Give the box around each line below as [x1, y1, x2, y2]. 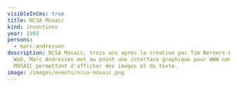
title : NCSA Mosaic [7, 17, 65, 24]
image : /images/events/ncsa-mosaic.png [7, 69, 125, 76]
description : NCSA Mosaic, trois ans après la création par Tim [7, 50, 200, 57]
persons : [7, 36, 33, 43]
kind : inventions [7, 23, 59, 30]
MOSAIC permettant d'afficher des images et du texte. [13, 62, 178, 69]
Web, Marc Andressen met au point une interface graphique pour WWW [13, 56, 219, 63]
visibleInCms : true [7, 10, 65, 18]
